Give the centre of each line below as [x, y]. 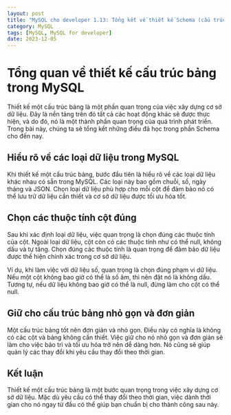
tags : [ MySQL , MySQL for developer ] [59, 33]
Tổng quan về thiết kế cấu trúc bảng [112, 73]
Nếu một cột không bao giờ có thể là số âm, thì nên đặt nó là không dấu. [109, 277]
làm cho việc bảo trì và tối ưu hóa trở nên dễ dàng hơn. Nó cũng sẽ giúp [109, 344]
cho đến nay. [25, 136]
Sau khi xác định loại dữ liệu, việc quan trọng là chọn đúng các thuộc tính [111, 234]
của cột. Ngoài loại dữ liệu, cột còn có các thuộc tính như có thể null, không [114, 242]
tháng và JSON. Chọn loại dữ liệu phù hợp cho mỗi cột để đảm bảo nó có [111, 189]
